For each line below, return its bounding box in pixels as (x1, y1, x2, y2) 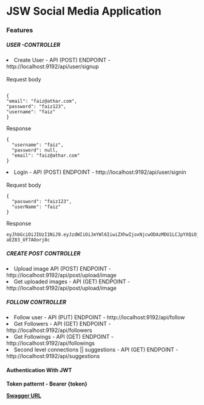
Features (6, 26, 33, 35)
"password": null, (12, 147, 59, 153)
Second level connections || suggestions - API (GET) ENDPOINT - (14, 346, 178, 353)
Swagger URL (6, 392, 41, 400)
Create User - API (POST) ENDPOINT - (14, 57, 111, 64)
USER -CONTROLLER (6, 41, 61, 48)
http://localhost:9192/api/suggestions (6, 353, 100, 360)
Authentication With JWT (6, 366, 72, 373)
